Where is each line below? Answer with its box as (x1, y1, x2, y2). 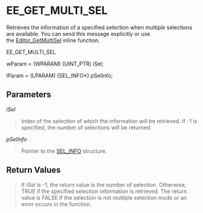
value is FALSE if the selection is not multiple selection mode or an (21, 194, 187, 201)
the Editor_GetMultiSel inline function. (6, 36, 100, 44)
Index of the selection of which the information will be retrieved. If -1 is (21, 117, 198, 124)
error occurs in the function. (21, 200, 92, 208)
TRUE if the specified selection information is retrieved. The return (21, 188, 187, 195)
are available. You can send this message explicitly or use (6, 30, 150, 37)
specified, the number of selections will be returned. (21, 124, 152, 131)
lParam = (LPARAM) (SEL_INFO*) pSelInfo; (6, 72, 113, 79)
